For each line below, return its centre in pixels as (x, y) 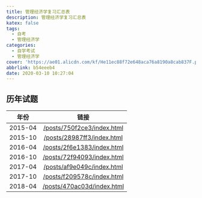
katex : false (23, 23)
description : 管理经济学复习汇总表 (46, 17)
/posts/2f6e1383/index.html (83, 148)
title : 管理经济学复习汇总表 (38, 12)
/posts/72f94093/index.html (84, 157)
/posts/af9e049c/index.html (83, 167)
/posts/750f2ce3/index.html (83, 128)
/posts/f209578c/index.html (83, 176)
